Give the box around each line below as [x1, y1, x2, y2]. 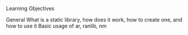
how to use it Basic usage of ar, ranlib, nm [6, 23, 107, 29]
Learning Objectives [6, 5, 54, 12]
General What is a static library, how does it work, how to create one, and [6, 16, 183, 23]
